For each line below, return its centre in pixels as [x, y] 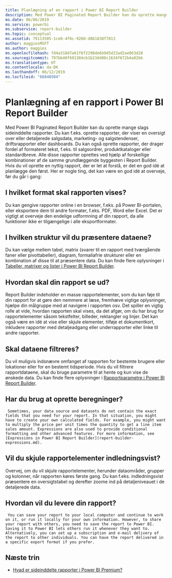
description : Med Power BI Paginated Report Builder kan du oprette [80, 15]
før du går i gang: [24, 176]
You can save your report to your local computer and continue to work [85, 515]
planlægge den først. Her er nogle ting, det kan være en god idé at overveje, [86, 171]
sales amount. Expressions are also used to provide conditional [76, 429]
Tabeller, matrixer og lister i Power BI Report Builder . [60, 266]
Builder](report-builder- [106, 438]
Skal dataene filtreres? [42, 349]
